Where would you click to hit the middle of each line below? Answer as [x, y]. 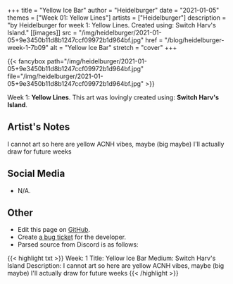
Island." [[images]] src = [42, 32]
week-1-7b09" [28, 48]
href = [154, 40]
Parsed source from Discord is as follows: [78, 245]
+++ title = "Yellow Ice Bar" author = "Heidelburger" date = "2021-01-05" [113, 10]
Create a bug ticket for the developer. [72, 237]
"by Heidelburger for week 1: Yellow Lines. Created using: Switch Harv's [112, 25]
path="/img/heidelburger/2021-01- [97, 61]
